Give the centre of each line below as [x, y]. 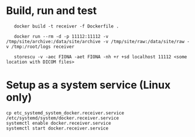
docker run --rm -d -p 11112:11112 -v [61, 36]
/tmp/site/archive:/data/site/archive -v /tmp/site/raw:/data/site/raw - [98, 41]
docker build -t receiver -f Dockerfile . [66, 26]
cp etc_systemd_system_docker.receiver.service [65, 113]
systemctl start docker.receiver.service [57, 128]
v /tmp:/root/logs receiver [40, 47]
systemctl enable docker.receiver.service [59, 123]
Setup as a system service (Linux [88, 85]
